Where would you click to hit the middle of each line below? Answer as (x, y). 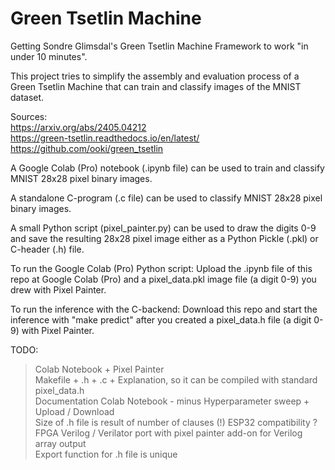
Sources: (29, 116)
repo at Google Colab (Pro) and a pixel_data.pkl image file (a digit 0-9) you (163, 279)
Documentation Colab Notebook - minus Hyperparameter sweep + (172, 401)
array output (60, 443)
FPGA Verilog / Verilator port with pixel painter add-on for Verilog (168, 433)
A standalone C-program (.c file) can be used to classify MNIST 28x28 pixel (166, 198)
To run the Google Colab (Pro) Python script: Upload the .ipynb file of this (161, 268)
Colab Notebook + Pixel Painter (99, 369)
